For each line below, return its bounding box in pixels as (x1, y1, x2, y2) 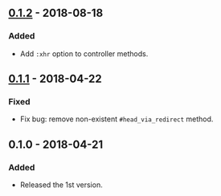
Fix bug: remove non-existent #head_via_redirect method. (19, 114, 214, 124)
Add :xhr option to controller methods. (19, 48, 149, 59)
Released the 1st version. (19, 180, 103, 190)
